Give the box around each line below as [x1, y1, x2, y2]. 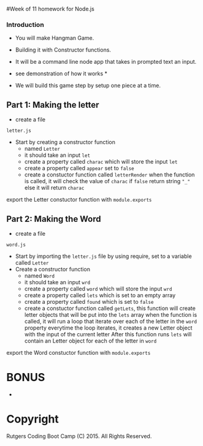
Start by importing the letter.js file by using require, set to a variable [15, 252, 192, 260]
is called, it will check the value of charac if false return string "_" [24, 178, 191, 185]
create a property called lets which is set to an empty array [24, 291, 176, 299]
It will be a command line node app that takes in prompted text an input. [15, 58, 197, 66]
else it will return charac [24, 184, 85, 192]
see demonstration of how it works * [15, 70, 108, 77]
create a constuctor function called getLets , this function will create [24, 304, 196, 312]
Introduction [6, 20, 44, 29]
